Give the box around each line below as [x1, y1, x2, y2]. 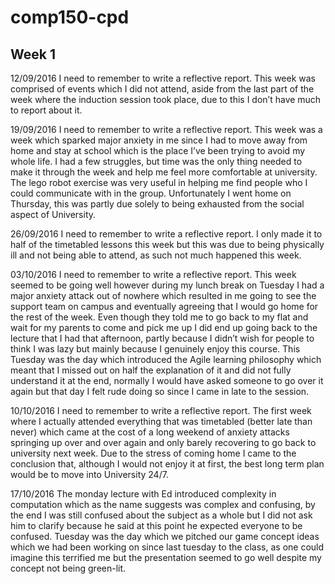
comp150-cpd [10, 6, 130, 29]
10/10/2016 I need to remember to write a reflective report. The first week [10, 405, 312, 416]
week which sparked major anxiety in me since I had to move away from [10, 134, 308, 146]
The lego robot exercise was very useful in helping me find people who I [10, 177, 308, 188]
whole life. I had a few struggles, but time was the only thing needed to [10, 156, 303, 167]
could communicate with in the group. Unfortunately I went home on [10, 187, 292, 199]
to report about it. [10, 104, 83, 116]
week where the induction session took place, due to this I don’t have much [10, 94, 322, 105]
